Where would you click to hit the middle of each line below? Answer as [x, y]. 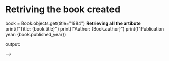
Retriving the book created [63, 9]
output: [13, 44]
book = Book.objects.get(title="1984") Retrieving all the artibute [73, 23]
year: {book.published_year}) [36, 34]
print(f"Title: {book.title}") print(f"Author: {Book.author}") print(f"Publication [85, 28]
